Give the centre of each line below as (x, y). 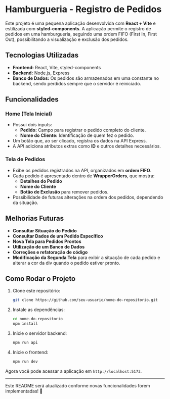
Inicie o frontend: (30, 352)
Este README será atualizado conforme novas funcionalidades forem (78, 385)
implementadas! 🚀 (24, 391)
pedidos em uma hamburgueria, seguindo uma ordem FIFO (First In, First (81, 34)
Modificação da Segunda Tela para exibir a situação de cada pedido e (86, 257)
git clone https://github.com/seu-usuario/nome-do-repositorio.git (85, 300)
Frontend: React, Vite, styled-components (57, 67)
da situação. (26, 203)
